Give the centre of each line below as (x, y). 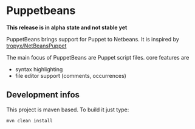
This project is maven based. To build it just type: (68, 110)
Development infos (43, 95)
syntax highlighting (39, 69)
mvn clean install (29, 120)
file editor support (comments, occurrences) (70, 75)
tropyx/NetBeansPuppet (36, 46)
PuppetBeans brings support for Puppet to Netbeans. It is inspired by (93, 39)
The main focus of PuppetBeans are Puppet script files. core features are (98, 57)
